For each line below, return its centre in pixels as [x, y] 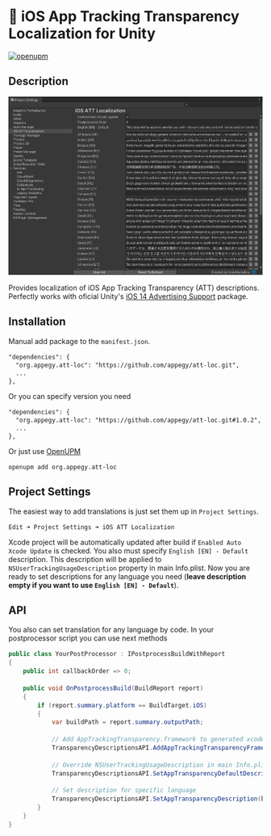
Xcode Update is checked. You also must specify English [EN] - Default [128, 550]
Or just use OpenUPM [44, 451]
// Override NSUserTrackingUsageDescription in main [142, 765]
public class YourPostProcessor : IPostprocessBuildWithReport [117, 654]
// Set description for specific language [124, 791]
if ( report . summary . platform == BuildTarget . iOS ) [122, 705]
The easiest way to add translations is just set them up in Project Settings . [134, 511]
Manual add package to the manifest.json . [79, 341]
